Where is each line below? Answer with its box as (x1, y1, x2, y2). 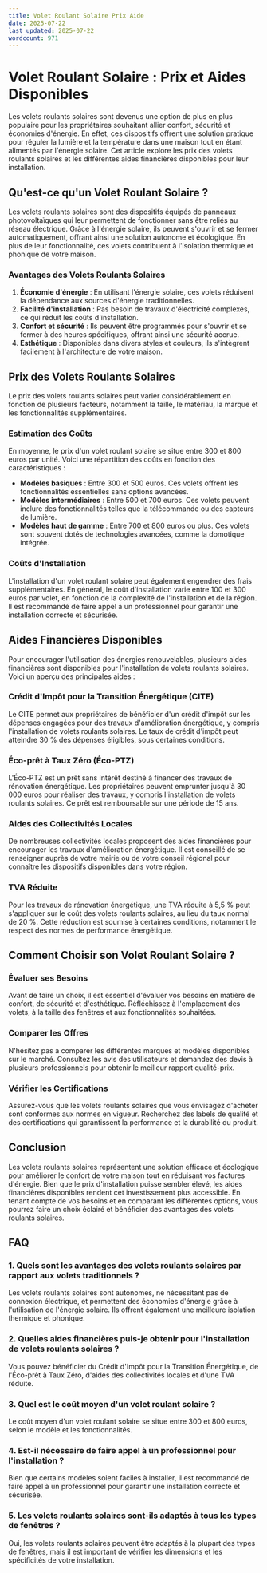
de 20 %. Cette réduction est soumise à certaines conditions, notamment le (8, 917, 257, 926)
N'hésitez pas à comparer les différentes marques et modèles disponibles (8, 1045, 251, 1055)
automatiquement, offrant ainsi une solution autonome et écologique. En (8, 232, 245, 242)
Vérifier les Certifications (8, 1083, 109, 1094)
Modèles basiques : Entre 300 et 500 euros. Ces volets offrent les (19, 478, 238, 488)
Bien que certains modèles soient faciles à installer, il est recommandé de (8, 1473, 249, 1483)
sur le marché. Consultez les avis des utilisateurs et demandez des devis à (8, 1054, 253, 1064)
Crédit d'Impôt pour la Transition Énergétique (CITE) (8, 691, 214, 703)
